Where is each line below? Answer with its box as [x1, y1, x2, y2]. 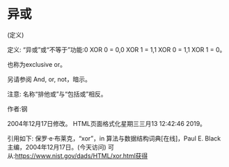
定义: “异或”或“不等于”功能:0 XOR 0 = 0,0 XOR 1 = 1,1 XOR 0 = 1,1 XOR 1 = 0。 [7, 45, 226, 54]
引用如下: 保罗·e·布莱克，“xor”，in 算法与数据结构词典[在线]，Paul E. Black [7, 134, 221, 143]
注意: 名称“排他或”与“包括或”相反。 [7, 90, 107, 98]
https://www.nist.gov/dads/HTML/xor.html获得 [15, 151, 148, 160]
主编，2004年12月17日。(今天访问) [7, 143, 106, 151]
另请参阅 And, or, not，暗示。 [7, 74, 92, 83]
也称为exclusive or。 [7, 60, 66, 68]
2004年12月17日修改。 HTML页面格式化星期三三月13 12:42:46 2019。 [7, 119, 207, 127]
